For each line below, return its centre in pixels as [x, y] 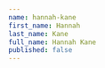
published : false [40, 50]
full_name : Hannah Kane [52, 42]
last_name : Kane [38, 34]
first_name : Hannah [44, 26]
